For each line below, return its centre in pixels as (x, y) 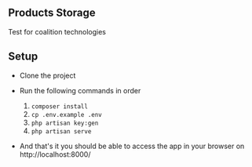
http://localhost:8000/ (55, 154)
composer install (60, 106)
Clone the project (47, 75)
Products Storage (52, 13)
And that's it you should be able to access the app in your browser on (132, 146)
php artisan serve (61, 131)
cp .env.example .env (66, 114)
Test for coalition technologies (57, 31)
